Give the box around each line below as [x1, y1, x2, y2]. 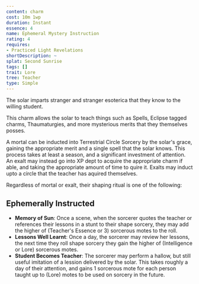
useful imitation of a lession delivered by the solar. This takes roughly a [14, 259, 188, 266]
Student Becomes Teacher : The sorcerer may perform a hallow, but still [14, 252, 191, 259]
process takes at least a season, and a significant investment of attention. [6, 151, 186, 158]
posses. [6, 127, 25, 134]
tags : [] [6, 63, 28, 70]
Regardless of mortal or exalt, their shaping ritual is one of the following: [6, 181, 182, 189]
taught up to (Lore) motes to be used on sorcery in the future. [14, 271, 165, 278]
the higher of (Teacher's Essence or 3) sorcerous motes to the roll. [14, 226, 178, 234]
